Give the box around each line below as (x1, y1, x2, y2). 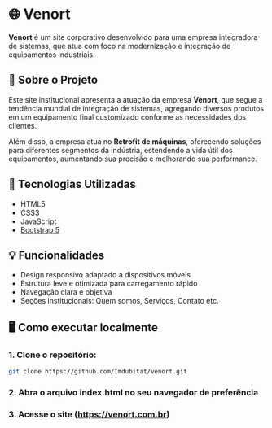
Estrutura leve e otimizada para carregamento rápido (20, 278, 198, 289)
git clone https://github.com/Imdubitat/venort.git (8, 368, 187, 376)
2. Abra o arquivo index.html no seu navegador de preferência (8, 387, 259, 398)
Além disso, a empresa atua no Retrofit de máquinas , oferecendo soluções (8, 136, 261, 146)
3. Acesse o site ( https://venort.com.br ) (8, 408, 170, 420)
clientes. (8, 120, 37, 130)
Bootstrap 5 (20, 225, 60, 234)
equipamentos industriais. (8, 50, 95, 59)
